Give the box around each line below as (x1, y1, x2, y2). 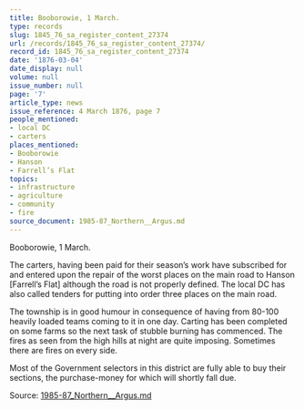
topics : (9, 174, 39, 183)
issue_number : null (9, 81, 84, 90)
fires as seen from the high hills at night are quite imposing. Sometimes (9, 334, 276, 346)
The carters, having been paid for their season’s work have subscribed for (9, 259, 288, 270)
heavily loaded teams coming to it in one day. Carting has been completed (9, 315, 289, 326)
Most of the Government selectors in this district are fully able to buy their (9, 362, 287, 374)
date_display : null (9, 65, 84, 74)
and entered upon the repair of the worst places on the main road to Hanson (9, 269, 296, 280)
